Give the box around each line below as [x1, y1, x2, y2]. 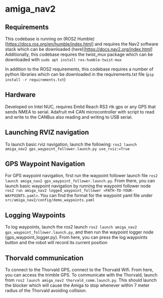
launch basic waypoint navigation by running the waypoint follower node [5, 183, 151, 189]
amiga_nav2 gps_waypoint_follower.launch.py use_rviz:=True [5, 146, 130, 151]
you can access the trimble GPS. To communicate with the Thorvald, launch [5, 272, 158, 278]
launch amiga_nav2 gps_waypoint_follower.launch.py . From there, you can [5, 178, 155, 184]
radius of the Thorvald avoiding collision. [5, 288, 87, 294]
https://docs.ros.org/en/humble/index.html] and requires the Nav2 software [6, 41, 159, 47]
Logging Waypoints [5, 211, 66, 219]
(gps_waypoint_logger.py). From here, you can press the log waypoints [5, 234, 148, 240]
